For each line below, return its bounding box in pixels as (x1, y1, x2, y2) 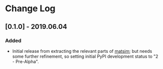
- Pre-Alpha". (12, 58, 39, 64)
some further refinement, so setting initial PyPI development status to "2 (12, 53, 159, 59)
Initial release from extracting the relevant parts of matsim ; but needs (12, 48, 152, 54)
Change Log (5, 3, 55, 14)
